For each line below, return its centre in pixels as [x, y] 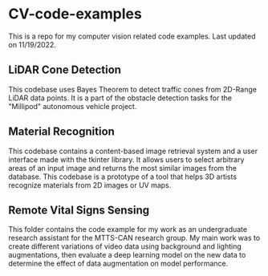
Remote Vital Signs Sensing [79, 210]
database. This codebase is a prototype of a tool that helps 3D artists [123, 177]
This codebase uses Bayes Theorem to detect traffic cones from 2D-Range [132, 89]
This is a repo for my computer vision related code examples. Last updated [132, 36]
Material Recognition [61, 132]
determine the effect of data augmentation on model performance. [118, 264]
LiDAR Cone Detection [65, 70]
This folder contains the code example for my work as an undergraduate [128, 229]
